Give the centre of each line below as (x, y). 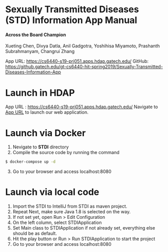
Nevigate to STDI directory (41, 147)
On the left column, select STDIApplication (57, 222)
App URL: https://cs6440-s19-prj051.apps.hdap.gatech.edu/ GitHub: (77, 61)
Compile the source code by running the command (66, 153)
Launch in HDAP (40, 93)
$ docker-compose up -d (31, 162)
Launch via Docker (46, 133)
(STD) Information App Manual (71, 20)
